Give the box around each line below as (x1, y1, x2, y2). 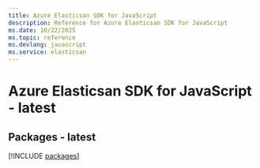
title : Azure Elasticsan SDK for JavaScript (8, 11, 157, 20)
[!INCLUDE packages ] (8, 151, 80, 160)
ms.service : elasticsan (8, 48, 87, 56)
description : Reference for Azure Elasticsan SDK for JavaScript (8, 19, 228, 27)
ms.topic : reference (8, 33, 77, 42)
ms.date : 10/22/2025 (8, 26, 77, 34)
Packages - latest (8, 130, 96, 144)
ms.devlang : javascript (8, 41, 87, 49)
